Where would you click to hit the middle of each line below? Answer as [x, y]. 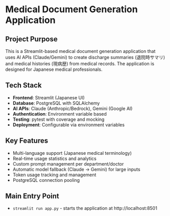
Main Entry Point [32, 196]
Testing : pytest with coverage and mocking [58, 119]
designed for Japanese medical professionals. [54, 69]
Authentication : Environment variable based [60, 114]
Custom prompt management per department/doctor [68, 164]
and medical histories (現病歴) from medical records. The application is [80, 64]
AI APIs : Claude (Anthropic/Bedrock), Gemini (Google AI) [72, 109]
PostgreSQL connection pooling [46, 180]
